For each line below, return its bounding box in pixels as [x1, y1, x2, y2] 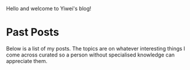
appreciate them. [6, 57, 48, 64]
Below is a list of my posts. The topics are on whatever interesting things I [6, 45, 185, 52]
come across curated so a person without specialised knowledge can [6, 51, 175, 58]
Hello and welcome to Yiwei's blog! [6, 5, 91, 12]
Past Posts [6, 26, 60, 39]
